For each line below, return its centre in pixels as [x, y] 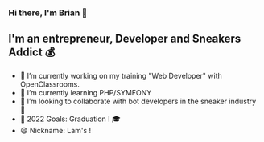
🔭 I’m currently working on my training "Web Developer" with [121, 75]
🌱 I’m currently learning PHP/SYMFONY [86, 92]
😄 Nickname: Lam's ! [56, 130]
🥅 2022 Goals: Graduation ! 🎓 [70, 119]
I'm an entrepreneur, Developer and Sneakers [125, 39]
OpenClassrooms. [50, 84]
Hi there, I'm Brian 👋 [48, 13]
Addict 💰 [32, 53]
